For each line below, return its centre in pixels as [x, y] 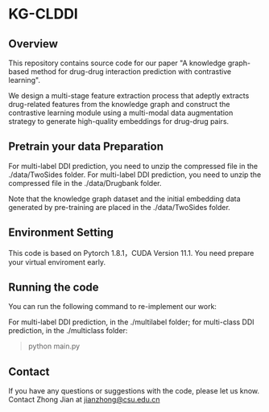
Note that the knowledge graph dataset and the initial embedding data [124, 199]
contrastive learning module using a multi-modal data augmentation [121, 113]
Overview [33, 44]
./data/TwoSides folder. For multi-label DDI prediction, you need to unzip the [135, 175]
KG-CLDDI [43, 14]
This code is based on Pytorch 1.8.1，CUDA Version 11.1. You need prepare [131, 253]
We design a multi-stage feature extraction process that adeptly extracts [129, 96]
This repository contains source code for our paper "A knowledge [117, 63]
